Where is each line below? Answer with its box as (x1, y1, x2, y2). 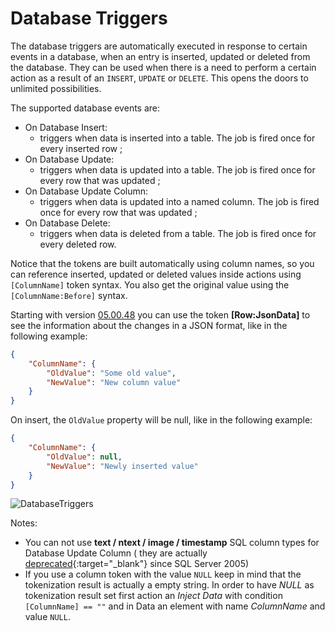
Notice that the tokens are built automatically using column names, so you (10, 257, 315, 269)
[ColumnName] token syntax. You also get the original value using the (10, 278, 290, 291)
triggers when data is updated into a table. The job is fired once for (39, 163, 316, 176)
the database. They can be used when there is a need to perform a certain (10, 61, 317, 73)
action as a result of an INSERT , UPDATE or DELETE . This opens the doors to (10, 72, 309, 84)
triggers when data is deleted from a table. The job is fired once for (39, 227, 317, 239)
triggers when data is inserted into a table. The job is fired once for (39, 132, 316, 144)
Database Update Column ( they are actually (24, 547, 208, 559)
